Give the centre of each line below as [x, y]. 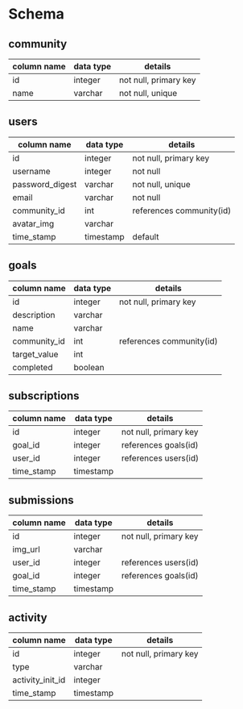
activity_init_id [39, 680]
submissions [41, 500]
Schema [36, 14]
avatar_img [33, 223]
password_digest [45, 184]
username [31, 171]
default [146, 236]
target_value [35, 354]
